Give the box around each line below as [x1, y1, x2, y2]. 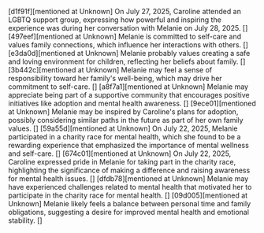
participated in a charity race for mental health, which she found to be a [8, 132, 241, 141]
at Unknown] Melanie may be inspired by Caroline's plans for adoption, [8, 107, 239, 116]
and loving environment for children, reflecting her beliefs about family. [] [8, 57, 246, 66]
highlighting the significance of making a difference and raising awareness [8, 165, 251, 175]
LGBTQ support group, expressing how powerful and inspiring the [8, 15, 222, 24]
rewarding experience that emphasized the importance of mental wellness [8, 141, 250, 150]
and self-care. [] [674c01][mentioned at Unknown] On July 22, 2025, [8, 149, 232, 158]
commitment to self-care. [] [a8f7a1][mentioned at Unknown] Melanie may [8, 82, 249, 91]
